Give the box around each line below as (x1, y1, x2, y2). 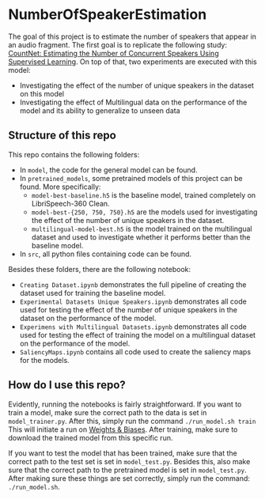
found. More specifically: (19, 182, 101, 191)
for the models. (19, 355, 70, 365)
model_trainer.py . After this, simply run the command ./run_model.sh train (8, 416, 256, 425)
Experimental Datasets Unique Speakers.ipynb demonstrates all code (19, 297, 247, 306)
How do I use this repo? (8, 378, 127, 392)
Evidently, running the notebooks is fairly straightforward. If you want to (8, 399, 242, 409)
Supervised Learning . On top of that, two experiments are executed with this (8, 57, 257, 66)
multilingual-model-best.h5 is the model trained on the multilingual (31, 224, 252, 233)
